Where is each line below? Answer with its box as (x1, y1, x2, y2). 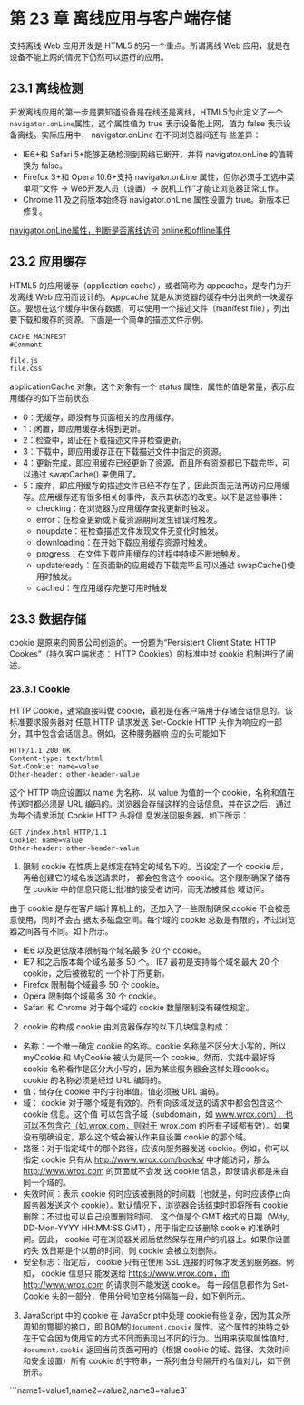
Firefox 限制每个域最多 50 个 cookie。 (22, 978, 165, 989)
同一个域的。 (22, 1177, 71, 1188)
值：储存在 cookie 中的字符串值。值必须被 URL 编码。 (22, 1086, 224, 1097)
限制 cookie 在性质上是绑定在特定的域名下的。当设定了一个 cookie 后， (22, 860, 289, 871)
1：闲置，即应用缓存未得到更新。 (22, 423, 146, 434)
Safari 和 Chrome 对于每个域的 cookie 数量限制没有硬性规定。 (22, 1001, 254, 1012)
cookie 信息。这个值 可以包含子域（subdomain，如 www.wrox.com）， (22, 1109, 286, 1119)
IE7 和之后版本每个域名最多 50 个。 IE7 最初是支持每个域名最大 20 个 (22, 956, 280, 967)
